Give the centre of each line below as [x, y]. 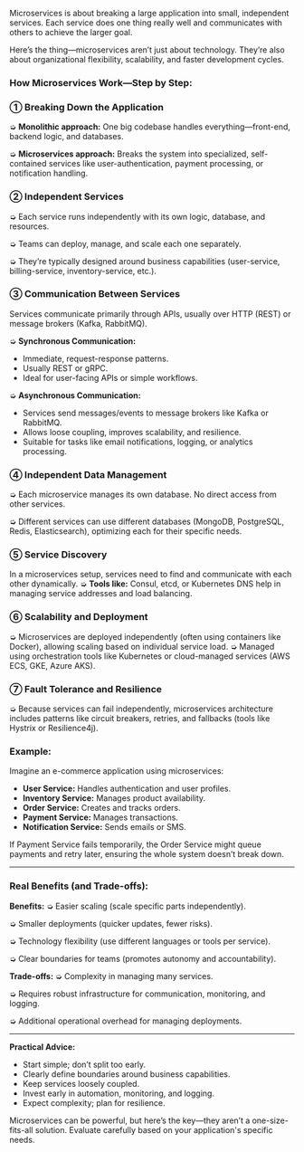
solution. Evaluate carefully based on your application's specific [154, 1129]
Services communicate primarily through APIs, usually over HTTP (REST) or [150, 314]
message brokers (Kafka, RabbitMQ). [78, 323]
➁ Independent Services [66, 196]
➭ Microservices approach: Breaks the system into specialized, [129, 154]
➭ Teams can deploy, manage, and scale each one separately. [125, 243]
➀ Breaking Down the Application [87, 107]
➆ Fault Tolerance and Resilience [86, 689]
